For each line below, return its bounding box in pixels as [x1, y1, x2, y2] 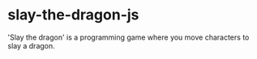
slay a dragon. [7, 40, 56, 50]
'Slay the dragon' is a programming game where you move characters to [7, 32, 250, 42]
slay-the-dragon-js [7, 6, 139, 24]
